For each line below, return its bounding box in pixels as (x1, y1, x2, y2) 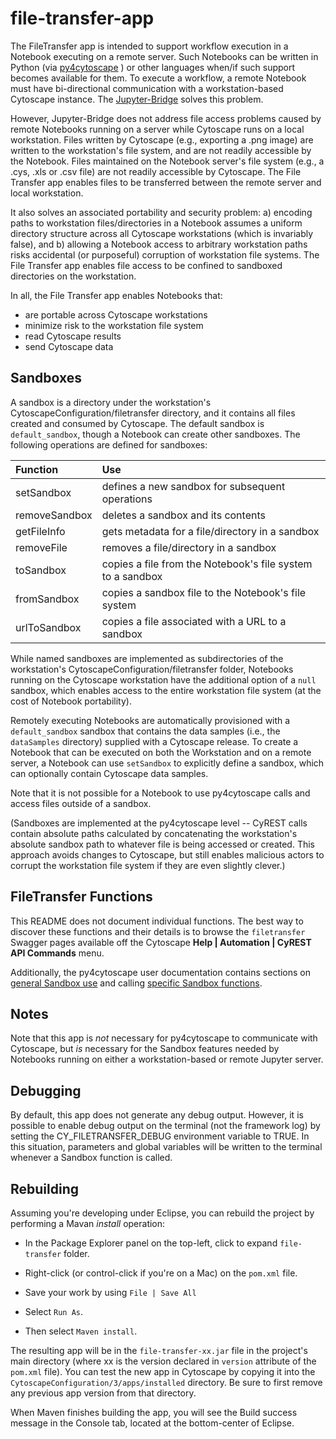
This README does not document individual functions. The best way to (10, 915, 304, 927)
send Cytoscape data (24, 340, 114, 352)
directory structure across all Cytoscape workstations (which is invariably (10, 227, 314, 239)
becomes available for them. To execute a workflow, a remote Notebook (10, 72, 307, 84)
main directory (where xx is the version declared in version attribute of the (10, 1355, 317, 1367)
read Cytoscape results (24, 330, 122, 342)
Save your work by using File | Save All (24, 1287, 197, 1298)
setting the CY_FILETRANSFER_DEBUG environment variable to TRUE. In (10, 1130, 310, 1142)
